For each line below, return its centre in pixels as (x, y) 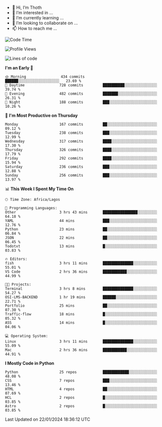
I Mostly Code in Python (30, 363)
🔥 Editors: (16, 259)
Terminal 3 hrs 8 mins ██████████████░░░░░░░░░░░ (81, 289)
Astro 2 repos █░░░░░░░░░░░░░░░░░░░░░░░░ (81, 406)
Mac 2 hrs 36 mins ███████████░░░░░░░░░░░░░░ (81, 350)
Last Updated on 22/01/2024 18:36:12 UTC (48, 419)
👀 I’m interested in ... (32, 13)
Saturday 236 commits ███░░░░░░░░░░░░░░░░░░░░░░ (81, 167)
